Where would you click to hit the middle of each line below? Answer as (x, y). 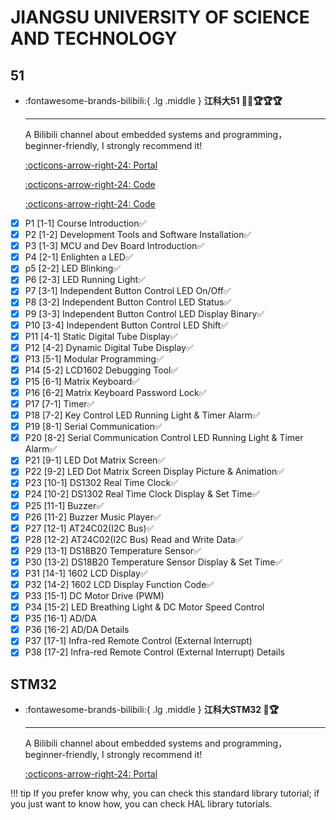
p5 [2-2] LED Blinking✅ (73, 268)
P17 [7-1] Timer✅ (59, 404)
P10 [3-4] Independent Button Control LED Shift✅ (126, 325)
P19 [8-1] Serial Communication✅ (93, 427)
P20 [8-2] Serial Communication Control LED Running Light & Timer (164, 438)
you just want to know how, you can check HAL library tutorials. (141, 804)
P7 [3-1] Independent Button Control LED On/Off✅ (128, 291)
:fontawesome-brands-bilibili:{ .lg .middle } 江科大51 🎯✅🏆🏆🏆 (153, 100)
